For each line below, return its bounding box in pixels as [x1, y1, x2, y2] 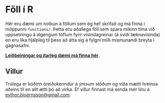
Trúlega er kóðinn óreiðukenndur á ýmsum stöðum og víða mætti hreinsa [5, 80, 158, 87]
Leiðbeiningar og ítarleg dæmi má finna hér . [5, 52, 100, 58]
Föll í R [5, 4, 34, 15]
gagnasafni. [5, 42, 31, 48]
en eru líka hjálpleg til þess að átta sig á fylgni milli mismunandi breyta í [5, 37, 155, 43]
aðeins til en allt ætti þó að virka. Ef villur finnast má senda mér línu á [5, 86, 150, 92]
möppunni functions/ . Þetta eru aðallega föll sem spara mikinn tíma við [5, 26, 155, 32]
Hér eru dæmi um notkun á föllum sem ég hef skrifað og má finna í [5, 20, 145, 27]
